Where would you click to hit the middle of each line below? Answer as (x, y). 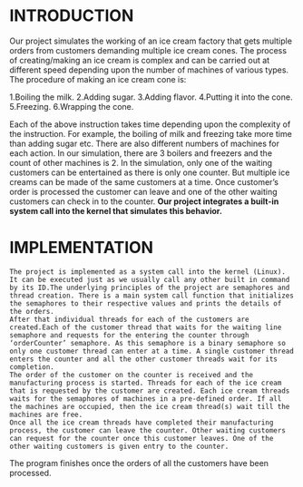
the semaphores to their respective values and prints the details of (146, 303)
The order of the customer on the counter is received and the (132, 375)
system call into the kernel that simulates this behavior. (116, 210)
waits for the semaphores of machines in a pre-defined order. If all (146, 399)
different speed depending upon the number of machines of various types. (149, 70)
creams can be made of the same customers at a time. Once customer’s (144, 181)
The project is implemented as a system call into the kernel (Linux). (147, 272)
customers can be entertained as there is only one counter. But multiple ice (150, 172)
